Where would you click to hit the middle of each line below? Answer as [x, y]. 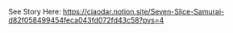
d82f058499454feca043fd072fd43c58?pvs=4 [86, 20]
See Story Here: [35, 12]
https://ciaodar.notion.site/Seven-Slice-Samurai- [144, 12]
